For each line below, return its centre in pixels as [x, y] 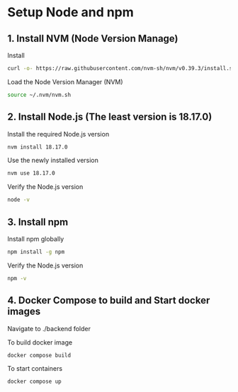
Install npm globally [36, 239]
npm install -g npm [36, 252]
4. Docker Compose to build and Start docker [109, 300]
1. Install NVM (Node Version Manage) [93, 39]
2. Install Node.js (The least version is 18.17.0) [110, 117]
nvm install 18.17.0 [38, 147]
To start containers [35, 369]
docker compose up [34, 382]
